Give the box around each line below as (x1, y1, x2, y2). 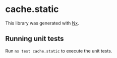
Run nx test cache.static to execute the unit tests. (5, 47, 112, 53)
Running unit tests (5, 34, 64, 43)
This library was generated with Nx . (5, 20, 79, 26)
